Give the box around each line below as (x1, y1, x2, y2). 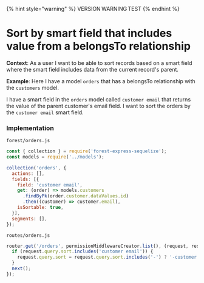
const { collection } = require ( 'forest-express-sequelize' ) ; (6, 148, 167, 154)
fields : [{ (12, 176, 39, 182)
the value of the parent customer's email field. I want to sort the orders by (6, 102, 191, 109)
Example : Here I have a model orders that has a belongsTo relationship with (6, 77, 195, 84)
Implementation (6, 124, 55, 132)
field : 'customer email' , (17, 182, 83, 188)
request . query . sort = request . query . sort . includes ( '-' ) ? (17, 254, 167, 261)
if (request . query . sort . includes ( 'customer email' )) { (12, 248, 154, 254)
